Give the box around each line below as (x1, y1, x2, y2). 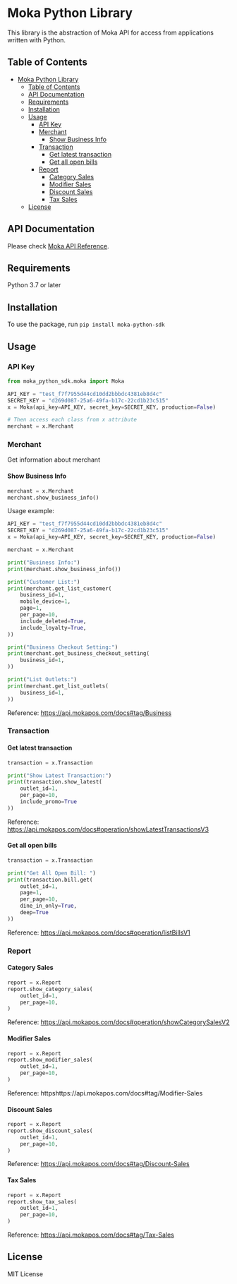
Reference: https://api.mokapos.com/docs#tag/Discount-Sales (7, 1160, 190, 1168)
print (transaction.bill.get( (7, 876, 93, 883)
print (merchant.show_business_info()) (7, 565, 121, 572)
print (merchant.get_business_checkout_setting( (7, 650, 150, 657)
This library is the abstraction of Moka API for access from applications (7, 28, 214, 37)
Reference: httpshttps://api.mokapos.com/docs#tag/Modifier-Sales (7, 1088, 203, 1097)
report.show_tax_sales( (7, 1198, 78, 1205)
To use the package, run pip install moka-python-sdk (7, 320, 165, 329)
